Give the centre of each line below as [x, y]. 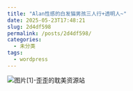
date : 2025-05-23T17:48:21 [46, 20]
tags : [15, 53]
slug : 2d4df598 [29, 27]
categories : [24, 40]
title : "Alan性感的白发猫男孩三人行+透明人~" [67, 14]
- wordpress [31, 59]
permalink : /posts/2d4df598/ [49, 33]
